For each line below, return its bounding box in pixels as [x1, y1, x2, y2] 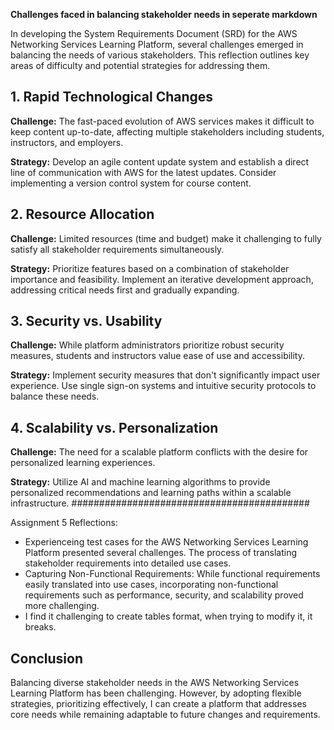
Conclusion [10, 650, 84, 667]
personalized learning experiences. [10, 457, 156, 469]
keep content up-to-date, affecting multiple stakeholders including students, [10, 125, 325, 138]
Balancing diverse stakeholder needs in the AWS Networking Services [10, 677, 300, 689]
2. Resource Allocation [10, 206, 155, 223]
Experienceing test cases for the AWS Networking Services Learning [24, 536, 309, 548]
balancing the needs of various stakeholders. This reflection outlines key [10, 49, 310, 61]
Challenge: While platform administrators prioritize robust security [10, 339, 285, 351]
